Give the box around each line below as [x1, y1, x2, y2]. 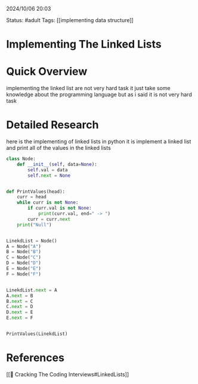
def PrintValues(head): [6, 188, 66, 195]
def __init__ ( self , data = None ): [17, 161, 97, 167]
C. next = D [6, 304, 33, 310]
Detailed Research [6, 118, 99, 132]
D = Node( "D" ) [6, 260, 42, 266]
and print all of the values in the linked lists [6, 145, 112, 152]
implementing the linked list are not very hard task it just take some [6, 85, 171, 92]
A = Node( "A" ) [6, 243, 42, 250]
